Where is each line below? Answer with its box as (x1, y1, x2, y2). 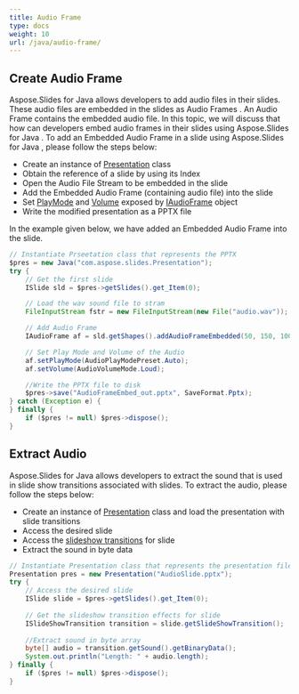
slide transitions (21, 515, 81, 526)
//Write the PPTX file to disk (25, 380, 141, 390)
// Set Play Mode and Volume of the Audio (25, 348, 185, 357)
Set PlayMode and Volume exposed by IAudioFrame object (21, 197, 238, 207)
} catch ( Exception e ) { (9, 397, 101, 406)
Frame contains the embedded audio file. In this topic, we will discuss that (9, 113, 280, 125)
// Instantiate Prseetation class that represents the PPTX (9, 250, 238, 259)
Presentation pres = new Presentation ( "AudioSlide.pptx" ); (9, 569, 233, 578)
